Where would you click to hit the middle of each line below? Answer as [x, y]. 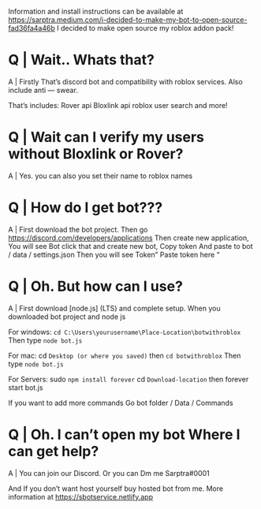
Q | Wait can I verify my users [106, 137]
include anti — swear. [43, 90]
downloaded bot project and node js [67, 316]
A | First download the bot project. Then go [78, 229]
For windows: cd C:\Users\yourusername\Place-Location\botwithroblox [125, 332]
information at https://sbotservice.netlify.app [81, 496]
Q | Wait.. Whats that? [82, 60]
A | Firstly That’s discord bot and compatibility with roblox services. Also [125, 81]
